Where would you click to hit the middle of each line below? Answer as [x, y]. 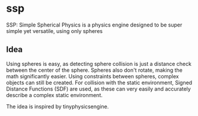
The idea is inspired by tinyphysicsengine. [58, 106]
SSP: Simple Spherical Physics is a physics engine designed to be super [94, 25]
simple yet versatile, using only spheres [54, 31]
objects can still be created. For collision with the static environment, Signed [99, 82]
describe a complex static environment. [54, 95]
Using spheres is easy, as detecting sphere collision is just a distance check [99, 64]
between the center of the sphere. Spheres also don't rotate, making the [94, 70]
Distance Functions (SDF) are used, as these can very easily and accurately [98, 89]
